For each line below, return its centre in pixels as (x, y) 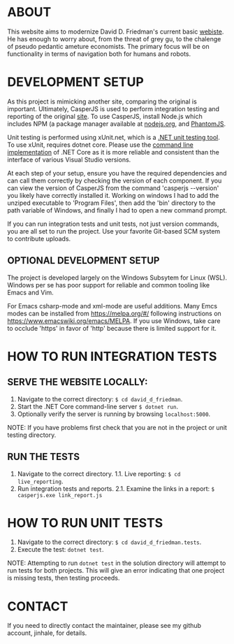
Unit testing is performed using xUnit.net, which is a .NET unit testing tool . (114, 137)
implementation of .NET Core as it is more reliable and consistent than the (114, 152)
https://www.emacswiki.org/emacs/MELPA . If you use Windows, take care (114, 321)
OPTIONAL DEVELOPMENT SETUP (83, 260)
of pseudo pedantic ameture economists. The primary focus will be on (108, 46)
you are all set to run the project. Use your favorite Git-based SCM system (114, 231)
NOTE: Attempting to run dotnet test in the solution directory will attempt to (117, 563)
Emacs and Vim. (30, 292)
